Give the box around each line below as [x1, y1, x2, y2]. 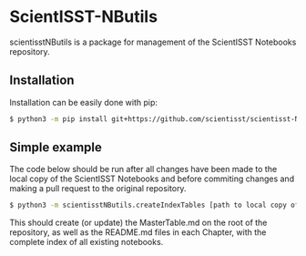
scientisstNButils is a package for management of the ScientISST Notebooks [9, 36, 297, 47]
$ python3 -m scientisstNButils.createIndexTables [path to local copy [9, 200, 287, 210]
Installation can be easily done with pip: [9, 97, 158, 108]
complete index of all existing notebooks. [9, 237, 164, 248]
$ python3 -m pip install [9, 114, 107, 124]
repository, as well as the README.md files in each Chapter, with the [9, 227, 267, 238]
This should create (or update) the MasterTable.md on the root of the [9, 217, 268, 229]
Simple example [9, 139, 103, 156]
